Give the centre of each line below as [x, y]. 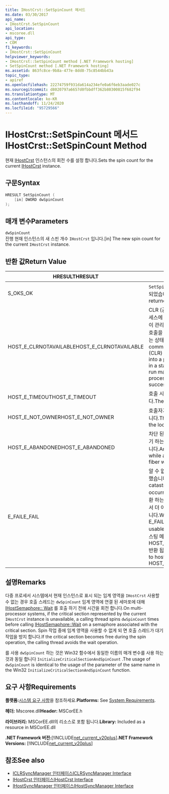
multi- [137, 608]
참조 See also [25, 761]
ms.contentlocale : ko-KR [31, 99]
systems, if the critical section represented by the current [87, 613]
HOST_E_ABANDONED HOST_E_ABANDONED [61, 447]
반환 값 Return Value [36, 262]
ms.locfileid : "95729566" [32, 108]
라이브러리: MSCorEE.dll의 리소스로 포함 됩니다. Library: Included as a [75, 721]
